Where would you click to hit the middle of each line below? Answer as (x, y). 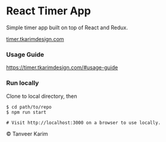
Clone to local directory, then (42, 96)
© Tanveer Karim (27, 134)
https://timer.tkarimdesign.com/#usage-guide (62, 67)
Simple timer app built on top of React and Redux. (67, 27)
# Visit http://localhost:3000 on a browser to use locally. (84, 123)
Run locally (23, 83)
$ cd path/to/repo (29, 107)
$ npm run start (26, 112)
